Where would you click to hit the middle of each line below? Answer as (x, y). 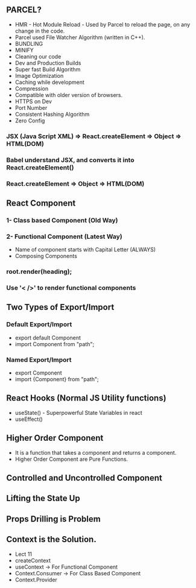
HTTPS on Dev (33, 101)
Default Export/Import (39, 324)
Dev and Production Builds (48, 63)
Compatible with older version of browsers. (69, 95)
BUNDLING (29, 43)
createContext (33, 560)
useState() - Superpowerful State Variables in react (79, 413)
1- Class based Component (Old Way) (62, 220)
